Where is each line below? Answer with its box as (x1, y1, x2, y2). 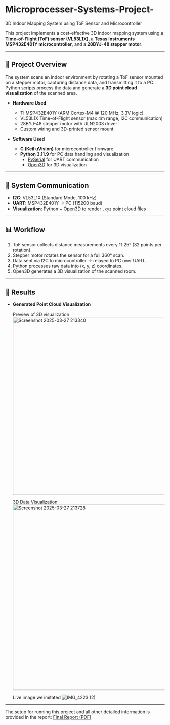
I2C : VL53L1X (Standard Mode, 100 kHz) (12, 194, 97, 201)
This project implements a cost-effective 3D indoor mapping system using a (5, 30, 163, 36)
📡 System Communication (5, 181, 89, 190)
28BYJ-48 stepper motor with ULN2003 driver (20, 120, 117, 126)
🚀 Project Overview (5, 60, 67, 69)
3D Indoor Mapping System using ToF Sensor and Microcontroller (5, 20, 142, 26)
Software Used (12, 135, 45, 142)
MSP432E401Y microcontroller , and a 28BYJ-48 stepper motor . (5, 41, 143, 47)
